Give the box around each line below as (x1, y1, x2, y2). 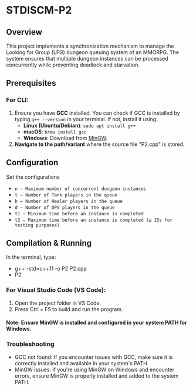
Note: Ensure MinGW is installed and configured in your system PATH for (6, 319, 188, 326)
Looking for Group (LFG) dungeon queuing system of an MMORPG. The (6, 49, 180, 56)
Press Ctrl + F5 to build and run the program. (14, 305, 123, 312)
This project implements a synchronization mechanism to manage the (6, 42, 174, 49)
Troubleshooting (6, 340, 55, 348)
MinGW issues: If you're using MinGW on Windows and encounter (14, 366, 175, 373)
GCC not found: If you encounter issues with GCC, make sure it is (14, 354, 173, 361)
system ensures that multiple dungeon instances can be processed (6, 55, 168, 62)
